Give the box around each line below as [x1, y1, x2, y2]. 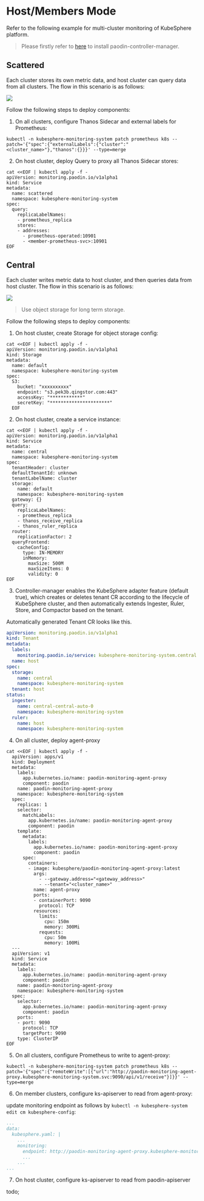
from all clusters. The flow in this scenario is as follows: [6, 83, 145, 90]
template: [17, 828, 42, 835]
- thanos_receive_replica [17, 518, 83, 524]
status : [6, 692, 26, 698]
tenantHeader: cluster [12, 464, 69, 470]
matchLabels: [22, 813, 56, 819]
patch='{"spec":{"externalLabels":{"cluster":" [6, 141, 129, 147]
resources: [33, 908, 61, 914]
